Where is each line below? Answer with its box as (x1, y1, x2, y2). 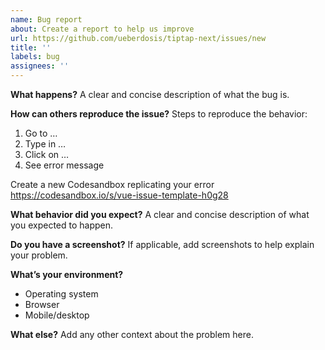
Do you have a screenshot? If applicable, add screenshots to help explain (10, 239, 315, 250)
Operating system (24, 288, 99, 300)
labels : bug (10, 52, 60, 62)
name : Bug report (10, 14, 83, 25)
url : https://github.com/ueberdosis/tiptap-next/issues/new (10, 33, 267, 43)
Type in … (24, 138, 67, 150)
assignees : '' (10, 61, 70, 71)
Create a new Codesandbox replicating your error (10, 179, 215, 190)
